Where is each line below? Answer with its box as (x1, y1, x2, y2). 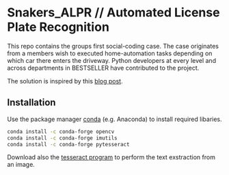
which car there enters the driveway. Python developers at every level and (7, 56, 217, 64)
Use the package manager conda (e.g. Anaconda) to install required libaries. (7, 115, 222, 123)
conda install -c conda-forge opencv (7, 128, 115, 135)
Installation (7, 97, 56, 109)
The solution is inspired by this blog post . (7, 77, 123, 85)
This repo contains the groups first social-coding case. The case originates (7, 42, 219, 50)
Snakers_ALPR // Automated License (7, 5, 220, 21)
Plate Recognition (7, 19, 109, 35)
